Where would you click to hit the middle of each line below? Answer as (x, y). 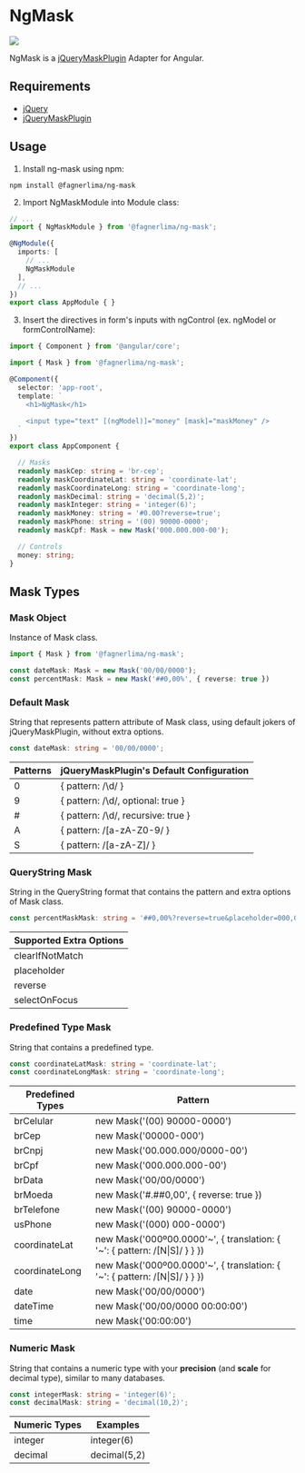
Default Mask (39, 702)
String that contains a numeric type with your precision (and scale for (140, 1368)
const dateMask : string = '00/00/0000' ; (87, 749)
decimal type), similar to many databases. (88, 1378)
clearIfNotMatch (49, 956)
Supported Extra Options (69, 941)
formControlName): (59, 330)
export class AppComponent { (64, 446)
